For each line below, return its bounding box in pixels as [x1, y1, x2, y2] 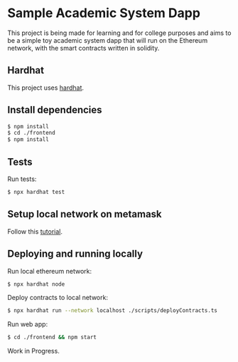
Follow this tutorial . [7, 227, 63, 236]
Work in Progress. [7, 347, 60, 356]
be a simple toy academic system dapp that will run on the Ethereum [7, 36, 208, 44]
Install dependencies [7, 104, 102, 116]
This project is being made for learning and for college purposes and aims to [7, 29, 232, 37]
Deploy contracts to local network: [7, 294, 109, 302]
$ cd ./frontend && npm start [7, 333, 97, 341]
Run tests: [7, 175, 37, 183]
